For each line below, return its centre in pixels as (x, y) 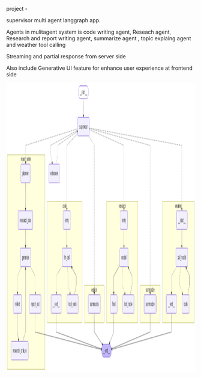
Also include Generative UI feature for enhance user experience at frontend (100, 68)
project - (17, 9)
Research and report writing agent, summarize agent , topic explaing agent (99, 38)
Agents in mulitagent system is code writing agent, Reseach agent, (89, 32)
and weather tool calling (36, 45)
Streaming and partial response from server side (66, 56)
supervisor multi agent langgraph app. (53, 20)
